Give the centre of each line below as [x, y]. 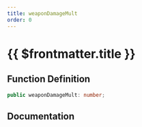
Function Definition [49, 79]
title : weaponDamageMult [42, 13]
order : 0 [19, 20]
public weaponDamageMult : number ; [56, 95]
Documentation [41, 116]
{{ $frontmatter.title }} [71, 54]
